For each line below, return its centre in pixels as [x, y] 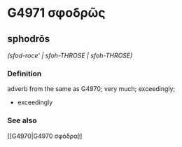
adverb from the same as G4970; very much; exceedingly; [91, 89]
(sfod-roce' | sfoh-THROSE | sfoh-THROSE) [70, 55]
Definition [24, 73]
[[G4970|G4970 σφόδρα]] [45, 136]
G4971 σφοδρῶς [57, 13]
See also [22, 120]
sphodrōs [29, 39]
